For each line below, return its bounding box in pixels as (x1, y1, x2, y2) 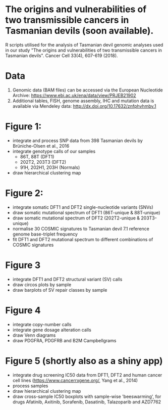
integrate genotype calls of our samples (12, 148, 96, 154)
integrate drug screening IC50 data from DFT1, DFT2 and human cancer (12, 372, 162, 378)
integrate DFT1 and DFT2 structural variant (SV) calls (12, 276, 123, 282)
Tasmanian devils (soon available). (5, 25, 154, 36)
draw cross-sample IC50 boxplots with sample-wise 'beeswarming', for (12, 393, 161, 399)
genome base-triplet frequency (12, 231, 78, 237)
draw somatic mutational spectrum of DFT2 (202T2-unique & (12, 215, 140, 221)
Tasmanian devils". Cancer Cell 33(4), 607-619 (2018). (5, 52, 118, 59)
